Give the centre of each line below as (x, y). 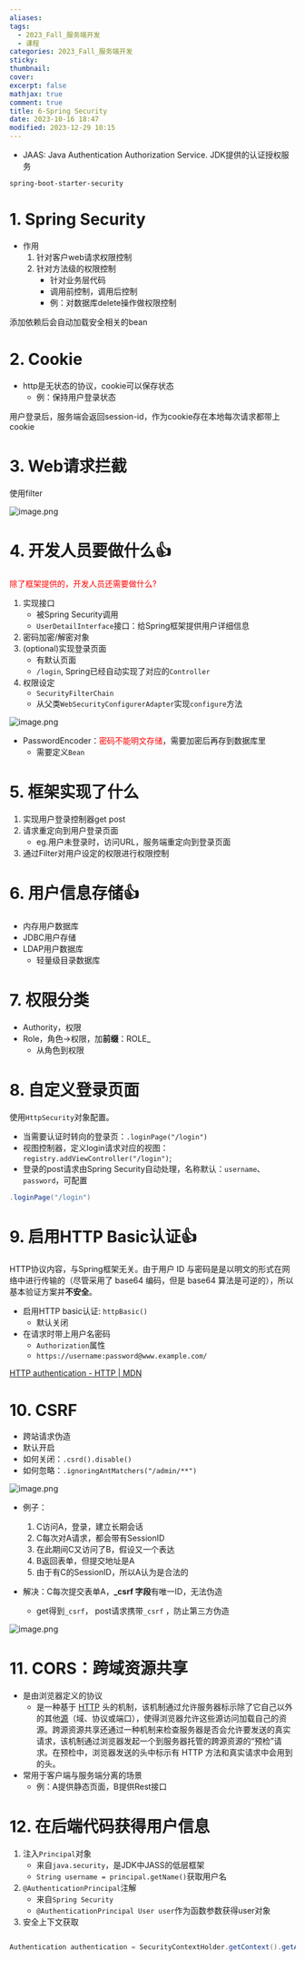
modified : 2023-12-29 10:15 (63, 128)
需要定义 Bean (60, 752)
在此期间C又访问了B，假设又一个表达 (105, 1550)
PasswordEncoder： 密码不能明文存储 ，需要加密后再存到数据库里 (144, 740)
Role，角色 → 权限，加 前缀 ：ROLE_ (87, 1038)
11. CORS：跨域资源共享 (99, 1668)
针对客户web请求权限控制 (84, 257)
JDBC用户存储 (49, 937)
